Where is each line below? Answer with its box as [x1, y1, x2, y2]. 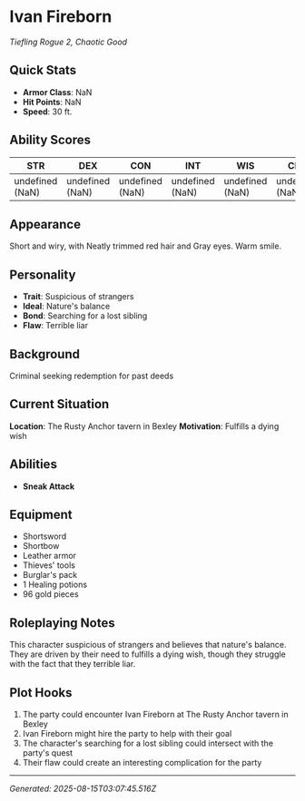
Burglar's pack [22, 570, 78, 581]
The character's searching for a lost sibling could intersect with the [22, 738, 274, 749]
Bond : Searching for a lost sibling [22, 310, 148, 321]
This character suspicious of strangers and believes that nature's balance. [9, 640, 287, 650]
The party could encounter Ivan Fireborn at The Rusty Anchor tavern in [22, 709, 289, 720]
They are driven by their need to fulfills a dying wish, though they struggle [9, 649, 286, 659]
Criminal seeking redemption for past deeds [9, 370, 174, 381]
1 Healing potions [22, 579, 88, 591]
